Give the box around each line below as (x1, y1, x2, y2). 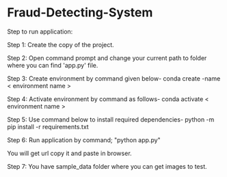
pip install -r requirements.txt (7, 122, 89, 131)
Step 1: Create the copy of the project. (7, 40, 114, 49)
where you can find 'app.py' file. (7, 61, 98, 69)
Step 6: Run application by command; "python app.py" (7, 135, 161, 144)
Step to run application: (7, 27, 73, 36)
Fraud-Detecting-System (7, 5, 153, 21)
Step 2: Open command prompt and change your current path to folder (7, 53, 207, 62)
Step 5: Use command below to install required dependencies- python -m (7, 115, 215, 124)
